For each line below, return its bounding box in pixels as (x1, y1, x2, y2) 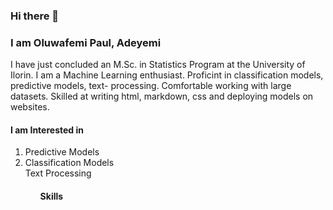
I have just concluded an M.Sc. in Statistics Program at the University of (10, 59, 306, 71)
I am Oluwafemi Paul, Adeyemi (10, 35, 162, 49)
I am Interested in (10, 124, 84, 136)
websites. (10, 101, 50, 113)
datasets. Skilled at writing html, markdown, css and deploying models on (10, 90, 314, 103)
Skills (39, 190, 64, 203)
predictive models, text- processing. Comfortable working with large (10, 80, 292, 92)
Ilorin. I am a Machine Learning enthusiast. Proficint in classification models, (10, 69, 324, 81)
